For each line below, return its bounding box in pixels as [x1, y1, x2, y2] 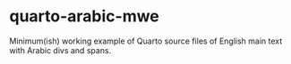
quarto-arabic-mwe [9, 6, 159, 27]
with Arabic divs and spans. [9, 44, 112, 55]
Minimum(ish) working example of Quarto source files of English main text [9, 36, 283, 46]
